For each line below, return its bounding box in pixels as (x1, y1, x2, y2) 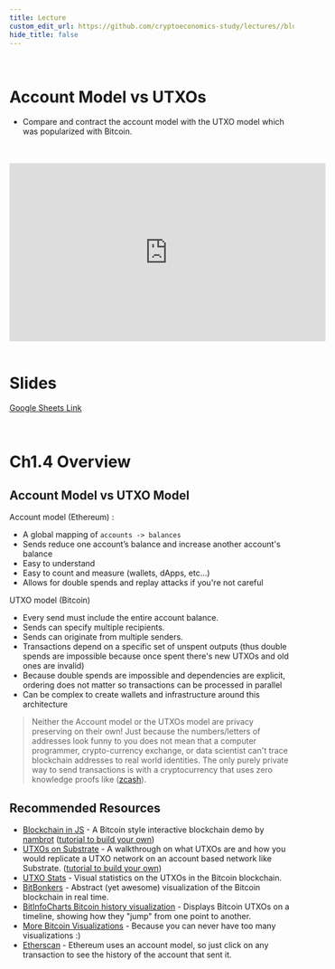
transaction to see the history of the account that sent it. (22, 949, 232, 960)
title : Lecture (9, 13, 67, 23)
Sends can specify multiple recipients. (22, 622, 165, 633)
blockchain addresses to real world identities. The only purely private (31, 755, 289, 765)
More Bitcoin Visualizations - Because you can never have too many (22, 920, 276, 932)
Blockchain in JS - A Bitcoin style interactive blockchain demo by (22, 824, 265, 835)
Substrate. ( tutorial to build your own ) (22, 863, 163, 874)
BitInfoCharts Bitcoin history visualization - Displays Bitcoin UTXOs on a (22, 901, 290, 912)
